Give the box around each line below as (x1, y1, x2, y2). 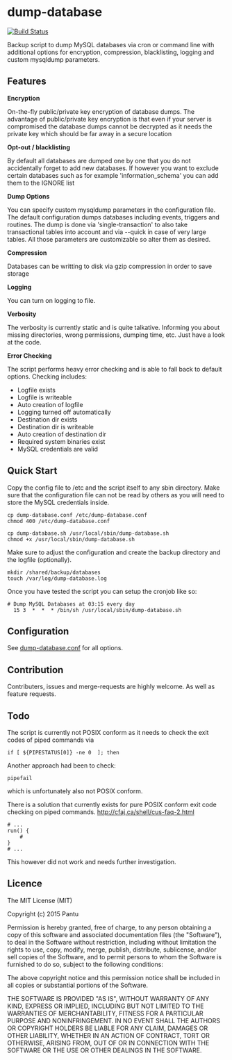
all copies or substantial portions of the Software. (7, 981, 148, 989)
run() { (7, 827, 30, 834)
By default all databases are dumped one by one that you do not (7, 156, 191, 165)
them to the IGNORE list (7, 179, 75, 187)
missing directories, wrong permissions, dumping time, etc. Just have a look (7, 331, 225, 339)
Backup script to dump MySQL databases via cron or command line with (7, 40, 215, 49)
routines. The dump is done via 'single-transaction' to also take (7, 220, 188, 229)
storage (7, 269, 30, 278)
